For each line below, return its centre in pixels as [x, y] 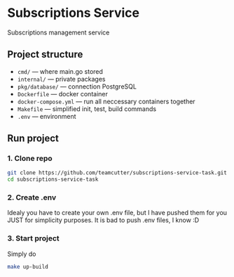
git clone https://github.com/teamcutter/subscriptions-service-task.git [117, 173]
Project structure [45, 54]
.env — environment [47, 116]
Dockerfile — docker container [63, 94]
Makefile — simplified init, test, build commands [87, 109]
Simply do [22, 254]
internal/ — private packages [61, 79]
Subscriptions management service [58, 32]
